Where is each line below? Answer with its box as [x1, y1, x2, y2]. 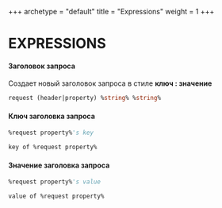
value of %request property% [8, 192, 105, 201]
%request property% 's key [8, 129, 94, 137]
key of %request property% [8, 143, 98, 152]
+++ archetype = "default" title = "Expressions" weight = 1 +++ [8, 7, 215, 16]
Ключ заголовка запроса [8, 111, 95, 121]
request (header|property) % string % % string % [8, 94, 161, 102]
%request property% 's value [8, 178, 101, 186]
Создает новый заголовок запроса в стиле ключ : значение [8, 79, 212, 88]
